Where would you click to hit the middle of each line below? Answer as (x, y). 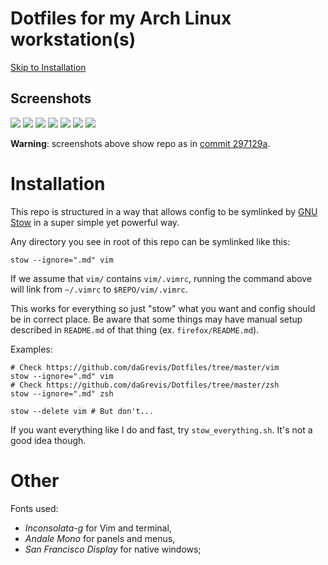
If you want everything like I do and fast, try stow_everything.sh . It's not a (161, 429)
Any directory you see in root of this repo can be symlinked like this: (150, 241)
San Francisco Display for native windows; (113, 549)
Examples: (31, 349)
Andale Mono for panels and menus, (100, 538)
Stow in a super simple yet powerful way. (95, 222)
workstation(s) (73, 39)
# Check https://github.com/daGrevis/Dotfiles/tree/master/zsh (145, 385)
